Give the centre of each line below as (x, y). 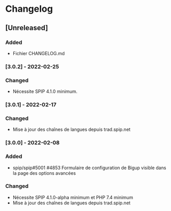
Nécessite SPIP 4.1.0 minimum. (45, 91)
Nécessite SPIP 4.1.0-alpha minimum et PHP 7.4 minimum (73, 197)
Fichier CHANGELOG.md (39, 53)
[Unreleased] (27, 28)
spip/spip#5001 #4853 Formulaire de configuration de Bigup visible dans (89, 168)
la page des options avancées (44, 173)
